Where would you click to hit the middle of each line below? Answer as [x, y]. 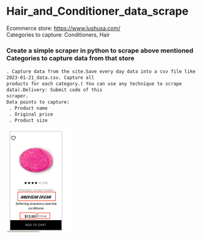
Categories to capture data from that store [70, 58]
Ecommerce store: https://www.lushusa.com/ [63, 28]
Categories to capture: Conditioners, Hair [58, 34]
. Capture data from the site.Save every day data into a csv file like [101, 72]
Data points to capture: [38, 102]
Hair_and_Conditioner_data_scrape [97, 11]
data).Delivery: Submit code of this [54, 90]
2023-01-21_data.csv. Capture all [50, 78]
